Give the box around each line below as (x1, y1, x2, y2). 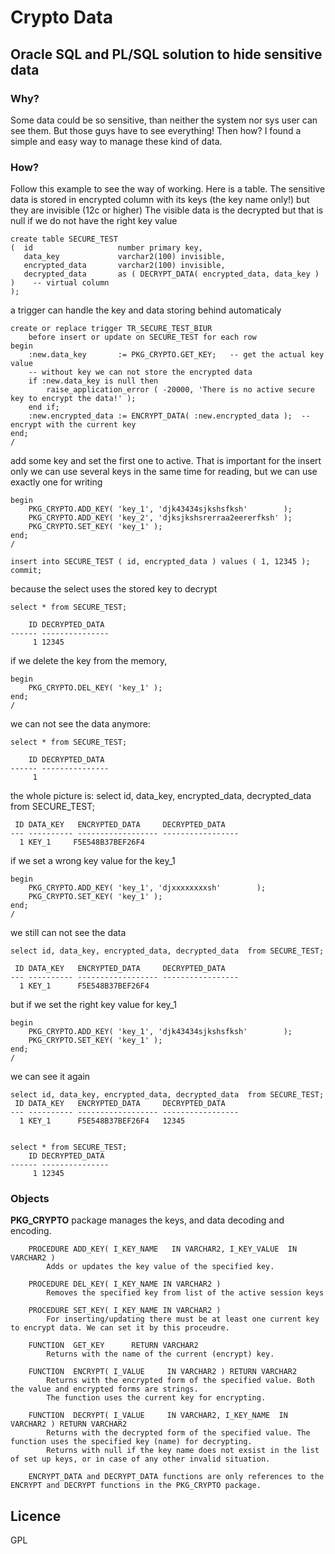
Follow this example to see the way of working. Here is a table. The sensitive (10, 183, 326, 195)
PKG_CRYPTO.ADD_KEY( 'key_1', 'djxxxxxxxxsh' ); (28, 883, 267, 893)
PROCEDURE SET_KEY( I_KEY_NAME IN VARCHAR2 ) (28, 1306, 222, 1316)
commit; (10, 566, 43, 576)
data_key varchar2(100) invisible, (23, 252, 226, 262)
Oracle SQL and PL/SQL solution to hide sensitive (10, 46, 323, 63)
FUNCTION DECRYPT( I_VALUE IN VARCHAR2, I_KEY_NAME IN (28, 1411, 288, 1421)
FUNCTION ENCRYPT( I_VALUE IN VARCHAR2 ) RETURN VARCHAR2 (28, 1367, 298, 1377)
